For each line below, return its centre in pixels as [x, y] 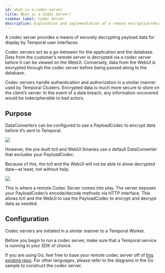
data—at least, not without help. [37, 169]
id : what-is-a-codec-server [34, 10]
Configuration [27, 219]
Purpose [18, 113]
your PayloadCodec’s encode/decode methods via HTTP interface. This [78, 193]
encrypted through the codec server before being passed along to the [76, 68]
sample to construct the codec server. [44, 265]
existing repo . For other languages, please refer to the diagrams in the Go [79, 260]
